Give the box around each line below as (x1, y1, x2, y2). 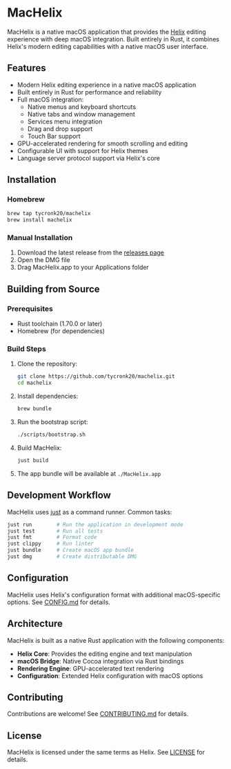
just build (17, 457, 49, 463)
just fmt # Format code (7, 534, 97, 541)
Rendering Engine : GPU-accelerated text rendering (17, 664, 164, 672)
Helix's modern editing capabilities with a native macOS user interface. (7, 42, 209, 50)
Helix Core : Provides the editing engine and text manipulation (17, 650, 192, 658)
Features (7, 62, 46, 74)
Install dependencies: (17, 392, 79, 401)
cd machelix (17, 379, 52, 387)
